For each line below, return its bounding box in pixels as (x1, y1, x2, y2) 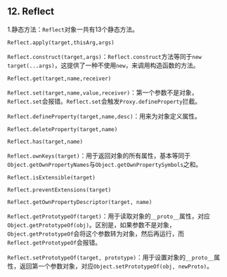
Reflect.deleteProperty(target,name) (7, 126, 118, 133)
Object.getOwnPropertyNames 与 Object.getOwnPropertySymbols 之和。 (7, 160, 202, 168)
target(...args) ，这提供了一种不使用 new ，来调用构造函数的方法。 (7, 61, 200, 69)
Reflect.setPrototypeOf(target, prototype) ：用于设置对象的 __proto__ (7, 252, 214, 262)
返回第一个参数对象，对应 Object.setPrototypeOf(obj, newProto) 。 (19, 262, 213, 270)
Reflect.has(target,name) (7, 138, 83, 145)
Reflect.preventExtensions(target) (7, 186, 112, 194)
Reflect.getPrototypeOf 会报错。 (7, 238, 102, 246)
